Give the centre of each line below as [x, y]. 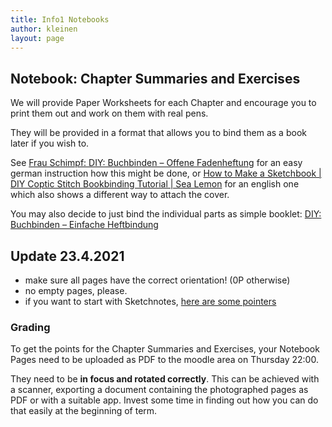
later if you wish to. [50, 143]
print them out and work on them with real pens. [109, 113]
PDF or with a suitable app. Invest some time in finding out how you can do [164, 400]
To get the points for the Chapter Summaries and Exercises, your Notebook [165, 349]
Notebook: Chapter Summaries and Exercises [155, 78]
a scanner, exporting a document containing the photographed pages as [159, 390]
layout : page [37, 38]
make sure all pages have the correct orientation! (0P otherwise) [157, 280]
